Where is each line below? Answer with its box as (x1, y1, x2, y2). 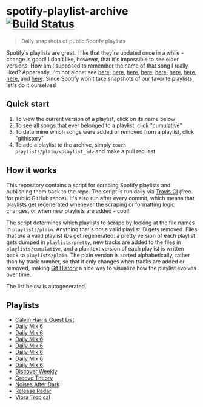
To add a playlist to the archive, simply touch (15, 141, 126, 148)
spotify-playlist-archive (6, 4, 128, 18)
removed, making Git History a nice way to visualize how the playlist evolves (6, 264, 197, 271)
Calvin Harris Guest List (15, 316, 75, 324)
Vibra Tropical (15, 394, 50, 401)
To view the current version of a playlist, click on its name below (15, 115, 176, 122)
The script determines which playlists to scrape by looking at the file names (6, 219, 195, 226)
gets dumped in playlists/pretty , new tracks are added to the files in (6, 238, 181, 246)
